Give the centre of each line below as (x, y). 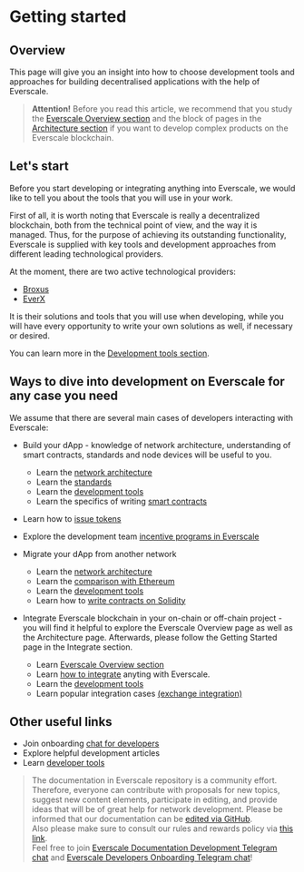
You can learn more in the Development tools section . (110, 353)
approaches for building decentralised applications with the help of (135, 82)
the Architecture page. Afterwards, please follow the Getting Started (150, 637)
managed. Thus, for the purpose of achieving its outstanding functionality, (148, 234)
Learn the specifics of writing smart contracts (122, 501)
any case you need (64, 396)
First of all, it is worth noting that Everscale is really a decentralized (135, 215)
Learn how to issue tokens (72, 518)
